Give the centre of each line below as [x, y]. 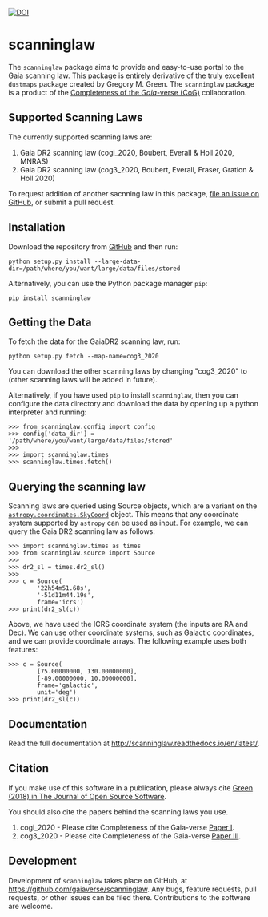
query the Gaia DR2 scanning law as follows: [82, 531]
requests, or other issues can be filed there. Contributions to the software [129, 897]
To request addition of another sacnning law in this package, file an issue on [134, 193]
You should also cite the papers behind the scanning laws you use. [118, 812]
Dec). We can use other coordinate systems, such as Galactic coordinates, [131, 632]
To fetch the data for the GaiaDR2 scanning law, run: [94, 341]
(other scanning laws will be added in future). [83, 380]
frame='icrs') [60, 602]
